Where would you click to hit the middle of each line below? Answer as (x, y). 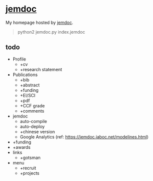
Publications (25, 75)
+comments (32, 111)
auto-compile (33, 121)
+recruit (28, 168)
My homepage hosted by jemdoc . (39, 22)
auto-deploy (32, 126)
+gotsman (30, 158)
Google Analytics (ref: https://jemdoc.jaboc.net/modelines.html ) (84, 137)
